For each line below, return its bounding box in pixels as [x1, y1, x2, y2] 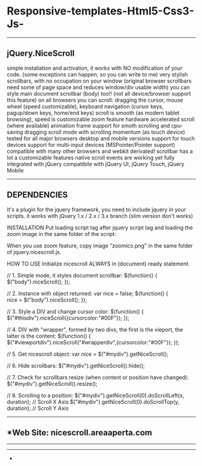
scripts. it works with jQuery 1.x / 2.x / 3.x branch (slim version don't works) [7, 212, 194, 219]
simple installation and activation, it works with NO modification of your [7, 64, 183, 72]
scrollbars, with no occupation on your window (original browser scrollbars [7, 77, 192, 84]
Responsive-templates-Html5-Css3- [7, 4, 194, 18]
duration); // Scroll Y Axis [7, 405, 69, 412]
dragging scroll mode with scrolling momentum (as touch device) [24, 128, 185, 135]
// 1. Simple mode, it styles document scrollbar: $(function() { [7, 272, 158, 279]
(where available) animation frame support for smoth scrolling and [7, 122, 170, 129]
